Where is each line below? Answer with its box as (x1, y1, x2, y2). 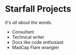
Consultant (12, 29, 34, 35)
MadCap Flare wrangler (12, 44, 60, 50)
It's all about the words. (5, 19, 52, 25)
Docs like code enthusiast (12, 39, 64, 45)
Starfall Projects (5, 3, 72, 15)
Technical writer (12, 34, 45, 40)
